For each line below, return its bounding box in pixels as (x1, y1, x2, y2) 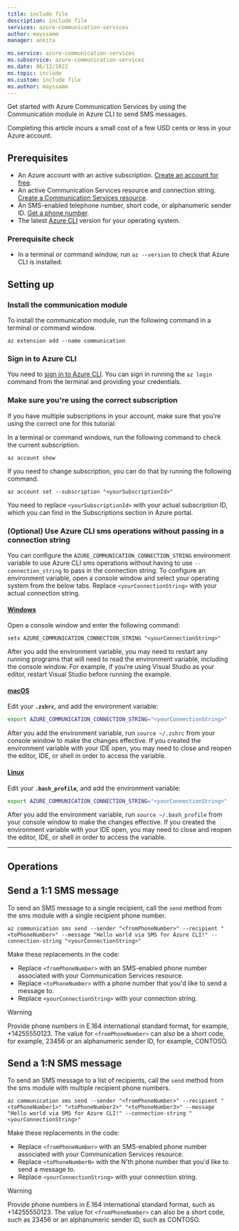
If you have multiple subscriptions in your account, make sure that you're (7, 411, 221, 420)
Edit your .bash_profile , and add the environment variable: (7, 784, 181, 792)
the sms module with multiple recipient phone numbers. (7, 1084, 171, 1092)
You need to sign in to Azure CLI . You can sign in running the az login (7, 370, 213, 378)
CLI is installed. (17, 258, 63, 266)
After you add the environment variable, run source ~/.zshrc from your (7, 729, 216, 737)
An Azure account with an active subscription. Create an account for (17, 171, 219, 180)
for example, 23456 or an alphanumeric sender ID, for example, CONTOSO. (7, 1037, 228, 1045)
